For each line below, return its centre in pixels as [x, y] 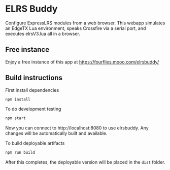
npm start [16, 118]
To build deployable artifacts [35, 143]
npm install [18, 99]
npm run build [20, 153]
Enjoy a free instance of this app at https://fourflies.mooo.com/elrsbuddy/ [82, 62]
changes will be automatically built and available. [56, 133]
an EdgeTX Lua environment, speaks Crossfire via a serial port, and [76, 28]
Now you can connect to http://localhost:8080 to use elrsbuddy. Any [77, 128]
